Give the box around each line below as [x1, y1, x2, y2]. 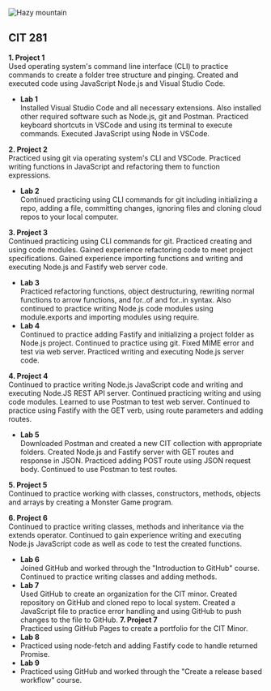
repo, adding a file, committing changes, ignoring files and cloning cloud [19, 203, 262, 212]
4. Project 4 [8, 371, 49, 380]
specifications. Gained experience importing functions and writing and [8, 253, 243, 263]
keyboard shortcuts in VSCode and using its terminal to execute [19, 120, 233, 130]
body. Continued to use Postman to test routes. [19, 464, 178, 474]
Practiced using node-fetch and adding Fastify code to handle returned [19, 641, 258, 650]
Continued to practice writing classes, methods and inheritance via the [8, 521, 244, 531]
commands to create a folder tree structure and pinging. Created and [8, 70, 239, 79]
